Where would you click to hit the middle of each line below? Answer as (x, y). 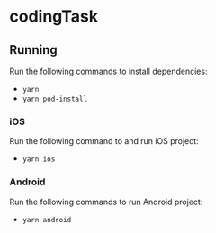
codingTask (54, 17)
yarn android (47, 220)
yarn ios (39, 159)
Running (34, 50)
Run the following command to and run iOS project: (104, 141)
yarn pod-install (55, 99)
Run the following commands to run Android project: (106, 202)
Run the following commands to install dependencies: (108, 71)
